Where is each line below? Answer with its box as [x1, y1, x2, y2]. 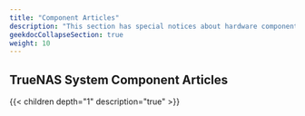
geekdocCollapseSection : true [9, 30, 124, 39]
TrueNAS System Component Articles [9, 72, 229, 87]
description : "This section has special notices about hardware [9, 22, 258, 31]
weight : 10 [9, 38, 51, 48]
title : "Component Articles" [9, 13, 120, 23]
